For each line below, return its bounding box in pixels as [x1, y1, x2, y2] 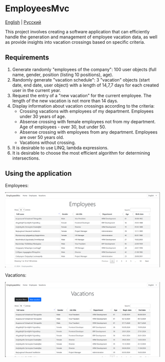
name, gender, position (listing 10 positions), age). [12, 72, 113, 78]
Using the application [5, 169, 72, 178]
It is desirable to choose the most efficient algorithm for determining [12, 150, 150, 156]
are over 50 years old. [19, 134, 64, 140]
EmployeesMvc [5, 3, 70, 14]
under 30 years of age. [19, 113, 66, 119]
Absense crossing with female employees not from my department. [19, 118, 156, 124]
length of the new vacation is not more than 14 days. [12, 98, 119, 104]
